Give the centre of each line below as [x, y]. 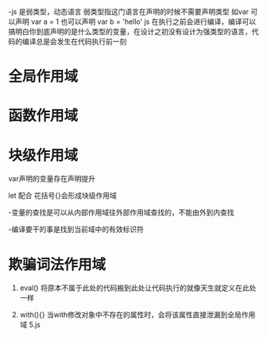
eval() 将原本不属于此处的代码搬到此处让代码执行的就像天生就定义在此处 [138, 288]
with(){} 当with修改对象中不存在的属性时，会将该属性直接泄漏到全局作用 [137, 315]
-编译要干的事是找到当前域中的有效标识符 [76, 230]
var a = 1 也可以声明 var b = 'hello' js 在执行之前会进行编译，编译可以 [143, 21]
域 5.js [30, 325]
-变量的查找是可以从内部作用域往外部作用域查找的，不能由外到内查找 [121, 212]
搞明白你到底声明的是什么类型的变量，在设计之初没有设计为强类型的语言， [130, 31]
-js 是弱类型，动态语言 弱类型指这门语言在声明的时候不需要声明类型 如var [128, 12]
